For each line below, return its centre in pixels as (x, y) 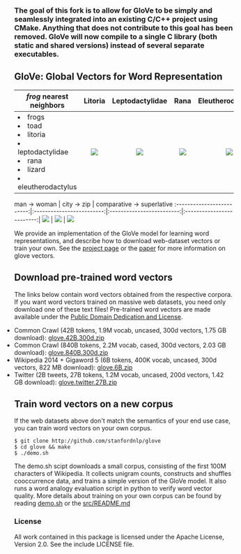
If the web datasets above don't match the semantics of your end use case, (123, 421)
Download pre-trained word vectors (93, 278)
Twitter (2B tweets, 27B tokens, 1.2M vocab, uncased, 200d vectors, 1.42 (119, 374)
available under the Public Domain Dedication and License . (99, 316)
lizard (37, 169)
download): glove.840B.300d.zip (61, 352)
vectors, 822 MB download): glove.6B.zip (73, 367)
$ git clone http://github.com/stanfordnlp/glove (88, 441)
